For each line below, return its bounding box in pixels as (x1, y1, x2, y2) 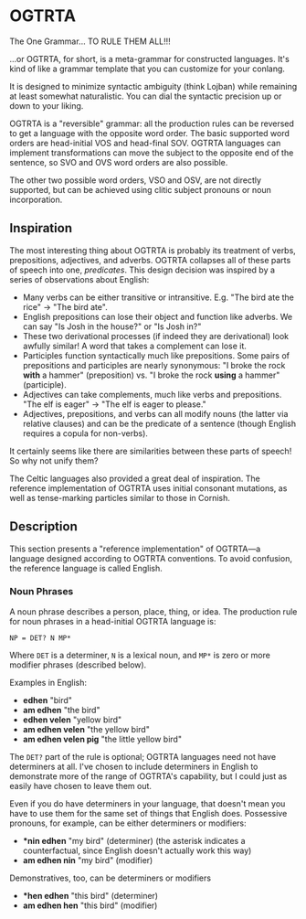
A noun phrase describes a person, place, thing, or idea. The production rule (9, 605, 298, 617)
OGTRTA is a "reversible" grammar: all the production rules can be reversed (9, 118, 295, 129)
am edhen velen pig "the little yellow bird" (22, 733, 183, 744)
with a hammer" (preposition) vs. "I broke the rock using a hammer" (22, 369, 280, 380)
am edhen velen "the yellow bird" (22, 723, 151, 734)
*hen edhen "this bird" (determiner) (22, 890, 158, 901)
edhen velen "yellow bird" (22, 714, 122, 725)
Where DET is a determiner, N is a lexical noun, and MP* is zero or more (9, 649, 271, 660)
